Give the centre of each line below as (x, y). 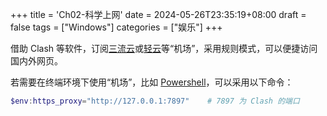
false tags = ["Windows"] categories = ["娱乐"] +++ (116, 27)
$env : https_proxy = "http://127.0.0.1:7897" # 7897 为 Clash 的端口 (155, 101)
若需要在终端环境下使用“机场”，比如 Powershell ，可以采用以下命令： (152, 82)
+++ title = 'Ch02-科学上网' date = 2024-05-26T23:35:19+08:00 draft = (158, 14)
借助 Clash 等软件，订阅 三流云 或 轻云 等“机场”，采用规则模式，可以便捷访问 (164, 48)
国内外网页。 (36, 61)
